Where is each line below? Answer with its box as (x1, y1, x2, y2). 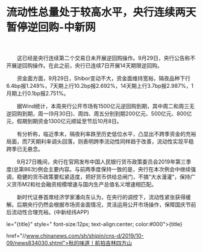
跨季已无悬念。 (6, 145, 43, 152)
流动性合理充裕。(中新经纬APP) (11, 208, 89, 215)
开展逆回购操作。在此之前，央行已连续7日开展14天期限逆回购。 (6, 61, 163, 69)
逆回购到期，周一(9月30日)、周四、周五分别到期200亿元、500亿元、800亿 (6, 109, 192, 117)
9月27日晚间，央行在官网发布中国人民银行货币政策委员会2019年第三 (16, 158, 186, 165)
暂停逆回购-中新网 (6, 20, 96, 34)
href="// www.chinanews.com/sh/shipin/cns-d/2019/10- (6, 232, 145, 239)
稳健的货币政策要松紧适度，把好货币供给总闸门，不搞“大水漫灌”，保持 (16, 173, 191, 180)
